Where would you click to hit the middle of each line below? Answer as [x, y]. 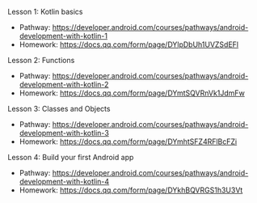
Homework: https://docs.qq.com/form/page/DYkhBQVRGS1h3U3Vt [131, 190]
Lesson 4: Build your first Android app [71, 157]
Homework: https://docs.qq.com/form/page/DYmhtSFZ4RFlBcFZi [128, 142]
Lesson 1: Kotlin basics [45, 12]
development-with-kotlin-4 [64, 182]
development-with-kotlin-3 [64, 133]
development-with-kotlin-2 [64, 85]
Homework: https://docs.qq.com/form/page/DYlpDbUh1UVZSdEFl [129, 44]
